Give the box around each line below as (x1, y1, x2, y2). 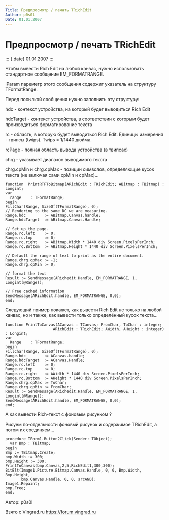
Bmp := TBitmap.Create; (5, 450, 56, 455)
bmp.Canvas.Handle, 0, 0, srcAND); (21, 477, 96, 482)
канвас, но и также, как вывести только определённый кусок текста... (5, 312, 158, 318)
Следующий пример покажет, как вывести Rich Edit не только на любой (5, 307, 162, 313)
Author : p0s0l (5, 12, 36, 17)
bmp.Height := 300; (5, 459, 47, 464)
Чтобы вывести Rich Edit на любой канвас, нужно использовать (5, 66, 144, 72)
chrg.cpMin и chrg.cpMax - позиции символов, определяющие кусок (5, 166, 155, 172)
